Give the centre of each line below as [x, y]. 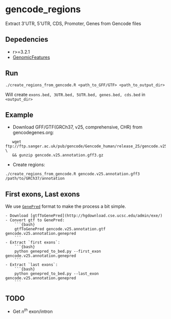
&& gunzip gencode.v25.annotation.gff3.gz [58, 155]
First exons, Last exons [42, 194]
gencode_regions [43, 9]
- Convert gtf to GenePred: [35, 220]
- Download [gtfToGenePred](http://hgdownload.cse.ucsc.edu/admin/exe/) [84, 216]
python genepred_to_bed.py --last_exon [57, 274]
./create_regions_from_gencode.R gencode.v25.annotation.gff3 [73, 174]
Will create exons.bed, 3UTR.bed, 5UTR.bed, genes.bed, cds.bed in [76, 94]
